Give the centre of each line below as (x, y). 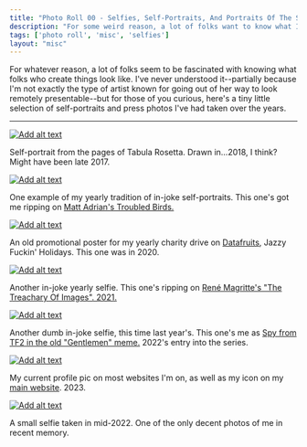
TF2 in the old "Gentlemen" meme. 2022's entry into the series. (129, 343)
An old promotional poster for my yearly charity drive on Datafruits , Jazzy (148, 242)
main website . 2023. (48, 388)
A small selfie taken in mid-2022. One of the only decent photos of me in (146, 423)
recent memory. (40, 433)
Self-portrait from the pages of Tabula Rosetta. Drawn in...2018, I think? (143, 153)
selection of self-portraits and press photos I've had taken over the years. (148, 108)
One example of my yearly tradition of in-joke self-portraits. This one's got (149, 197)
